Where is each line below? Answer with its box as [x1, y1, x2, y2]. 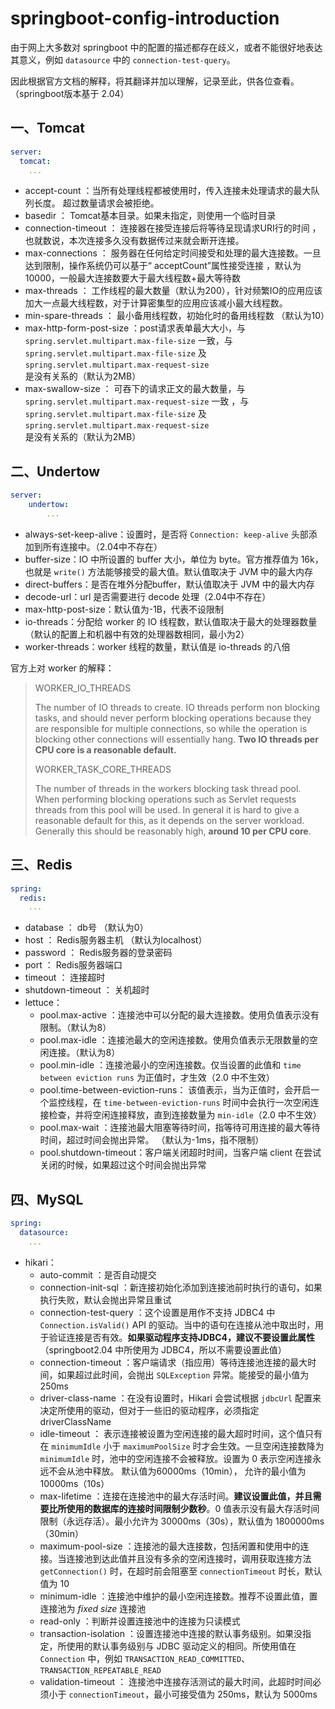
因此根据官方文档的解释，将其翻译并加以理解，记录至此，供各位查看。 [10, 75, 300, 87]
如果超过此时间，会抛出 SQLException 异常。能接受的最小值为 [57, 1368, 310, 1381]
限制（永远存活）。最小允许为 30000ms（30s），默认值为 [39, 1515, 274, 1527]
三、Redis [10, 857, 73, 874]
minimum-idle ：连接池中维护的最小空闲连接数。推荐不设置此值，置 [39, 1590, 318, 1602]
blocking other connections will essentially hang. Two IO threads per [34, 733, 319, 745]
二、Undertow [10, 463, 101, 480]
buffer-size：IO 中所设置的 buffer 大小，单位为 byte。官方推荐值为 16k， [24, 553, 324, 565]
